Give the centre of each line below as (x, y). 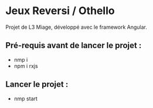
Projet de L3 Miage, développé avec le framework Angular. (76, 27)
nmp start (25, 99)
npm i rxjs (26, 66)
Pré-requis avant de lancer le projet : (74, 45)
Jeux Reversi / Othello (60, 11)
